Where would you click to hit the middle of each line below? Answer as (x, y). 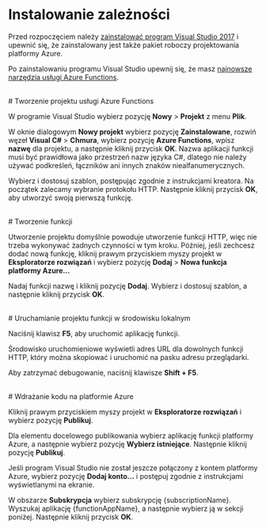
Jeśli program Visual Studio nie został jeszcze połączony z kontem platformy (133, 468)
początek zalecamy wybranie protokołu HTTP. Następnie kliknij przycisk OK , (133, 189)
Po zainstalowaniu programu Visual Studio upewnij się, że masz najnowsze (130, 68)
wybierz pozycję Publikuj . (51, 420)
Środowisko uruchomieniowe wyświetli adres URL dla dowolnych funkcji (126, 349)
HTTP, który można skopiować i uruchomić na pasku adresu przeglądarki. (129, 357)
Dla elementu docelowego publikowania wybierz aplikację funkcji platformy (131, 435)
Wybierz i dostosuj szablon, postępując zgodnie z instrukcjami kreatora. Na (131, 181)
